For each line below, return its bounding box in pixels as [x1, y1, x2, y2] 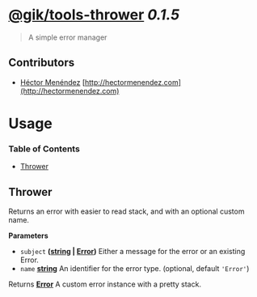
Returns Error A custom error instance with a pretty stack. [8, 279, 202, 289]
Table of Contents [8, 143, 81, 155]
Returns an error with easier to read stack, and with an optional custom [8, 206, 245, 216]
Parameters [8, 231, 48, 240]
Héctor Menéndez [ [19, 77, 86, 87]
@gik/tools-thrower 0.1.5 [8, 6, 180, 24]
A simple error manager [27, 32, 107, 42]
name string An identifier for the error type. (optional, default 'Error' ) [19, 264, 250, 274]
